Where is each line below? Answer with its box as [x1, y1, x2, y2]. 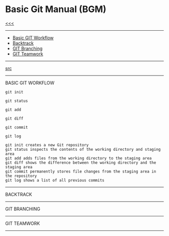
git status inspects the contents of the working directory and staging [5, 147, 161, 152]
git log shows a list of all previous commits [5, 178, 105, 183]
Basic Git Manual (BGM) [5, 4, 107, 15]
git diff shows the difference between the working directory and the [5, 160, 156, 165]
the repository [5, 173, 37, 179]
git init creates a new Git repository [5, 142, 89, 147]
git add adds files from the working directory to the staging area [5, 155, 152, 161]
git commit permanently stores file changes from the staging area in [5, 169, 156, 174]
